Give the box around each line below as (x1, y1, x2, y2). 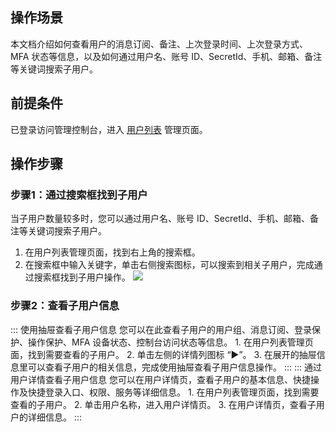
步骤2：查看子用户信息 (10, 299, 120, 313)
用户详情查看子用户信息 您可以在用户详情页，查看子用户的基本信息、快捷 (10, 373, 311, 385)
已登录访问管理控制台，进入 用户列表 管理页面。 (10, 123, 208, 135)
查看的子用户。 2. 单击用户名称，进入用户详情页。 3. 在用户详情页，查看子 (10, 398, 317, 410)
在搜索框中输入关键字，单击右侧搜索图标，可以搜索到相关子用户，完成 (24, 259, 315, 271)
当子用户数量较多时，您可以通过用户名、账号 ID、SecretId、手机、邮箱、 (10, 213, 311, 225)
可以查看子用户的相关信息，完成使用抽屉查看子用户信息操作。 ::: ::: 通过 (27, 361, 323, 373)
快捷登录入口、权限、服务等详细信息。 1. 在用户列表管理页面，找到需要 (27, 386, 320, 398)
